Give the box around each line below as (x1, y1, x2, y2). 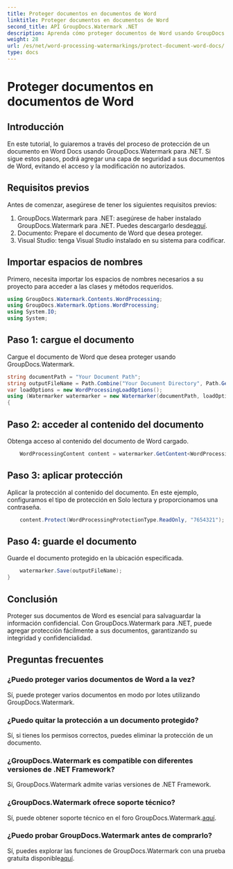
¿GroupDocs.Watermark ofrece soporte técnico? (7, 797, 175, 807)
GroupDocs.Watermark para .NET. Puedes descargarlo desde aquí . (17, 221, 208, 229)
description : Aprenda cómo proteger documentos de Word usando (7, 29, 194, 37)
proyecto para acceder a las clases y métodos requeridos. (7, 282, 174, 291)
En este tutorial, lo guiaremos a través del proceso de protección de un (7, 140, 210, 148)
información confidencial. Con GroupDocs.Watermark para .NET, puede (7, 619, 212, 627)
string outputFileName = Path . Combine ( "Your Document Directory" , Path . (7, 380, 222, 387)
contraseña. (7, 503, 42, 511)
